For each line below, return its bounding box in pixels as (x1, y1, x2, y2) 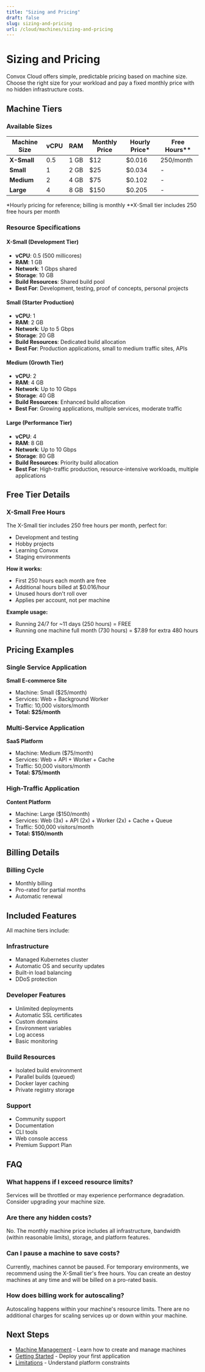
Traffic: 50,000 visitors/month (15, 763, 90, 770)
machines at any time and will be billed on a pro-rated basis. (6, 1276, 158, 1283)
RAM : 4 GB (15, 379, 44, 386)
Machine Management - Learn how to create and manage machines (15, 1346, 186, 1353)
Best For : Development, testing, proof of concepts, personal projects (15, 284, 189, 292)
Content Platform (6, 798, 51, 806)
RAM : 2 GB (15, 319, 44, 326)
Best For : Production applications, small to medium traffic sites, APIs (15, 345, 188, 353)
